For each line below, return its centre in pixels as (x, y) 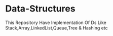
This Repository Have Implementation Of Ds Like (56, 22)
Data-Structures (40, 9)
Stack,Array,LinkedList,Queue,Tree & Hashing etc (56, 27)
